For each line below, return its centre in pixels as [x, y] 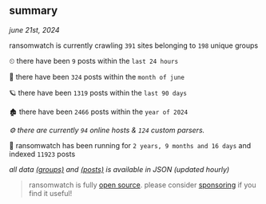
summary [34, 11]
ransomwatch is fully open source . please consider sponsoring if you [142, 185]
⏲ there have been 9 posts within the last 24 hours [94, 61]
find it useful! [50, 193]
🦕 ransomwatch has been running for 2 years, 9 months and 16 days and [130, 145]
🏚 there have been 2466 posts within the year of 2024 [99, 112]
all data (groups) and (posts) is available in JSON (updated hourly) [119, 169]
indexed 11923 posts [42, 154]
